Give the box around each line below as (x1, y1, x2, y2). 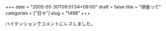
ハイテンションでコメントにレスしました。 (5, 21, 96, 26)
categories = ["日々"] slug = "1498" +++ (5, 10, 90, 16)
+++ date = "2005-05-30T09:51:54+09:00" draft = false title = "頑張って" (5, 4, 161, 9)
